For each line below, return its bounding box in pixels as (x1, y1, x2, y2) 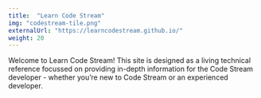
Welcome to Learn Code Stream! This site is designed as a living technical (8, 56, 251, 65)
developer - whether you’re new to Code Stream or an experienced (8, 73, 228, 82)
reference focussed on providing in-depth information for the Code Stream (8, 65, 253, 74)
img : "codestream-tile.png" (8, 19, 102, 27)
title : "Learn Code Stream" (8, 11, 105, 20)
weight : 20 (8, 33, 45, 42)
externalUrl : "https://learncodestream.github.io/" (8, 26, 183, 34)
